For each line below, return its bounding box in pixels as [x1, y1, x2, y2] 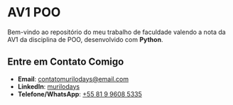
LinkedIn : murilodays [17, 82, 80, 91]
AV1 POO [7, 4, 61, 21]
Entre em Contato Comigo [7, 56, 124, 68]
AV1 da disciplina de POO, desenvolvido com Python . [7, 35, 163, 43]
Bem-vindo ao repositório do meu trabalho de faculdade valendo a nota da [7, 28, 226, 36]
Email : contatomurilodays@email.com [17, 74, 129, 83]
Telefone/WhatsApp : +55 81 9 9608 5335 [17, 89, 142, 98]
